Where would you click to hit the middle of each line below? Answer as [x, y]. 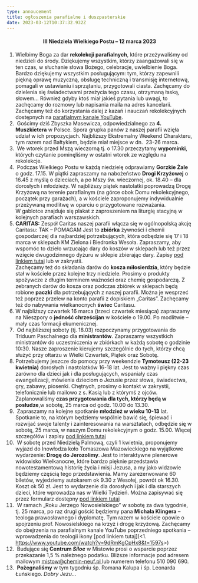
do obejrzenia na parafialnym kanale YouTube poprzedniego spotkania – [103, 530]
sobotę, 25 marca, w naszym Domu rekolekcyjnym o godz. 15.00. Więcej [103, 430]
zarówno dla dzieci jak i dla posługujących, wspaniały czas [87, 373]
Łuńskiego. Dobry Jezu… [46, 574]
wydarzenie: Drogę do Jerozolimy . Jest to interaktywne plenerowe [96, 455]
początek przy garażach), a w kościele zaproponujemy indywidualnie [99, 198]
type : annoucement [29, 11]
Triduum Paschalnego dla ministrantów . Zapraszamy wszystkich [94, 336]
